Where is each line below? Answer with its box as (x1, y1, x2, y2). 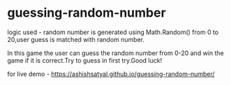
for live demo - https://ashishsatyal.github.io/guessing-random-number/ (7, 70, 215, 78)
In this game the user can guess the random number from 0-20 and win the (7, 49, 225, 57)
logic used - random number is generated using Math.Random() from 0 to (7, 28, 219, 36)
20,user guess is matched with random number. (7, 35, 145, 43)
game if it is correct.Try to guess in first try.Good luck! (7, 56, 163, 64)
